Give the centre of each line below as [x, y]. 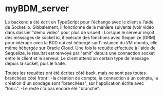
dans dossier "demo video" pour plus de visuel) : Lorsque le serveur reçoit [80, 32]
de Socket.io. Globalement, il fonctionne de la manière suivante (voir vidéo [80, 27]
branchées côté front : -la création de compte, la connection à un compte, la [81, 78]
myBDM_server [37, 9]
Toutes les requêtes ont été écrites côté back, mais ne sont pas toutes [75, 73]
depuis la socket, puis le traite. [36, 63]
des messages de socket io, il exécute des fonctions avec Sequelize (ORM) [80, 38]
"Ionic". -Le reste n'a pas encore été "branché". [53, 88]
